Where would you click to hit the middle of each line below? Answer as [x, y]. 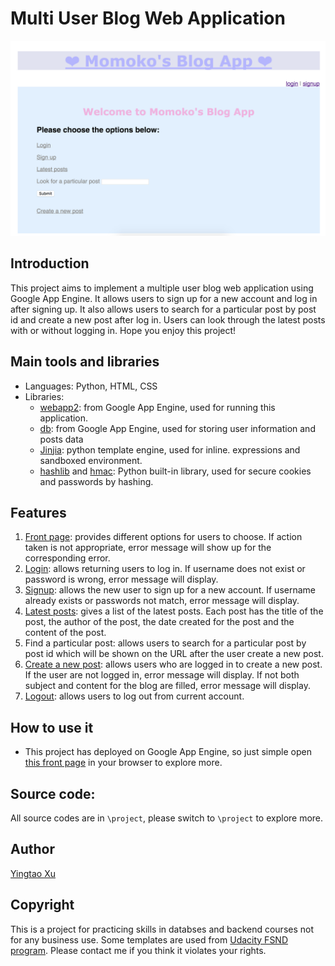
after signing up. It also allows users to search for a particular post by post [163, 309]
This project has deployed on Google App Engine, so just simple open [168, 752]
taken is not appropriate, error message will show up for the [148, 548]
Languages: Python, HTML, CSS [91, 386]
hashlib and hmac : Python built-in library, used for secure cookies [175, 471]
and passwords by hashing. [96, 481]
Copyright [42, 905]
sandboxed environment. [91, 460]
